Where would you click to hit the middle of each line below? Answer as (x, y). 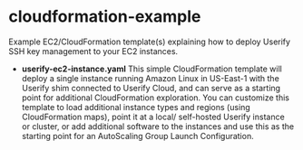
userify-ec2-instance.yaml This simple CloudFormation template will (151, 69)
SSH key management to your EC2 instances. (93, 51)
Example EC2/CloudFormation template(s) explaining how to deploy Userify (150, 42)
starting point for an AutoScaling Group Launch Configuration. (138, 136)
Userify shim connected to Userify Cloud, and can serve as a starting (151, 88)
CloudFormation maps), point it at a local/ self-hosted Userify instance (153, 117)
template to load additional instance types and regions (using (136, 107)
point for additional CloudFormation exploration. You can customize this (155, 98)
